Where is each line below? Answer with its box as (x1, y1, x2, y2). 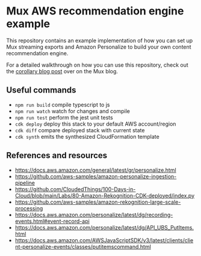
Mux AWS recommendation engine (6, 4, 184, 18)
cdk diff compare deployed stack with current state (14, 126, 145, 133)
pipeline (14, 179, 35, 186)
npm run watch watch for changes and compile (14, 107, 131, 115)
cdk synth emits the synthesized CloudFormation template (14, 133, 159, 140)
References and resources (6, 150, 108, 160)
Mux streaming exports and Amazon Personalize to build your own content (6, 43, 191, 50)
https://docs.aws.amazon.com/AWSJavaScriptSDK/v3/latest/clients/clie (14, 236, 194, 244)
